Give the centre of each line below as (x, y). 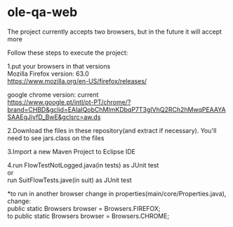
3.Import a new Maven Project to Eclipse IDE (71, 151)
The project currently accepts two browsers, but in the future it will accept (115, 32)
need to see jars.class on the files (56, 138)
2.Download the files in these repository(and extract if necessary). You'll (112, 130)
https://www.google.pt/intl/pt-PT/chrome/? (69, 102)
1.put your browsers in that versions (59, 66)
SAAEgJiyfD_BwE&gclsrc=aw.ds (54, 117)
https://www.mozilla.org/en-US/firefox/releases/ (77, 81)
